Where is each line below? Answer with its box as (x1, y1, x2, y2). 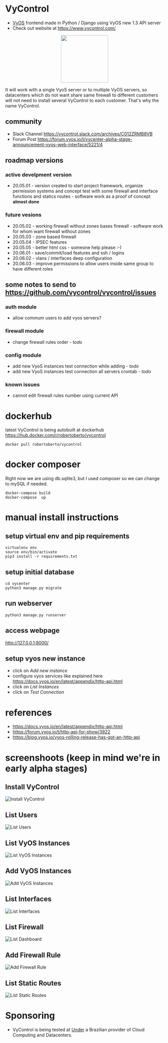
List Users (5, 811, 38, 819)
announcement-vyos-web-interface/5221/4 (12, 141, 103, 147)
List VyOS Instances (5, 839, 70, 847)
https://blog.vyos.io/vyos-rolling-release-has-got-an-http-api (12, 734, 140, 740)
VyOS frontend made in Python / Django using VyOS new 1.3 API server (12, 20, 161, 26)
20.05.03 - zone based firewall (12, 233, 76, 240)
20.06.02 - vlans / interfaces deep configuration (12, 255, 113, 261)
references (5, 707, 52, 718)
